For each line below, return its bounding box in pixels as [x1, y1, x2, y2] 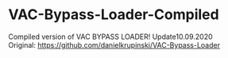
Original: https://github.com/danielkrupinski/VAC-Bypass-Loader [8, 40, 221, 49]
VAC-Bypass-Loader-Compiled [8, 6, 220, 24]
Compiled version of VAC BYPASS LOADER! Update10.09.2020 [8, 32, 213, 41]
